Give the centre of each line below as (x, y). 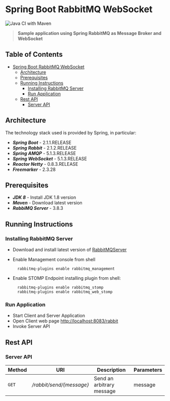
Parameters (148, 370)
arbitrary (104, 385)
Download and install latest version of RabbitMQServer (70, 250)
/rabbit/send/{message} (61, 385)
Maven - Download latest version (47, 203)
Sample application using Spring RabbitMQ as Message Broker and (90, 33)
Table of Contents (34, 54)
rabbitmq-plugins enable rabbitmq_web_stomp (65, 292)
